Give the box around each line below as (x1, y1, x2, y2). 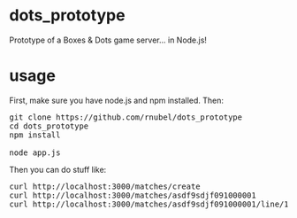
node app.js (9, 147, 61, 158)
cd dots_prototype (9, 121, 89, 131)
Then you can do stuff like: (9, 164, 107, 175)
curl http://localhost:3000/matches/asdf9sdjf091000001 (9, 190, 256, 200)
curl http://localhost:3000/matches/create (9, 181, 201, 191)
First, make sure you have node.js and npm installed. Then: (9, 95, 224, 105)
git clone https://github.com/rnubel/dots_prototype (9, 112, 243, 122)
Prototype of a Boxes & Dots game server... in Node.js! (9, 35, 208, 45)
